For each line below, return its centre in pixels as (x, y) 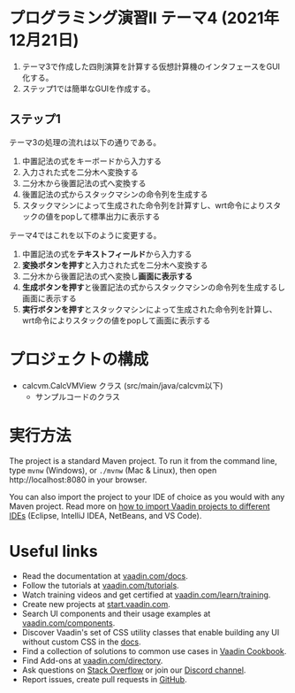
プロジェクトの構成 (79, 359)
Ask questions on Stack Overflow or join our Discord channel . (134, 670)
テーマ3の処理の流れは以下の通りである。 (85, 142)
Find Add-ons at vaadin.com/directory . (92, 660)
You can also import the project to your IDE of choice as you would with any (147, 497)
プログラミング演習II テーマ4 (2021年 (144, 18)
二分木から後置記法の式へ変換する (84, 183)
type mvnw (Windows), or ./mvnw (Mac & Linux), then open (113, 470)
